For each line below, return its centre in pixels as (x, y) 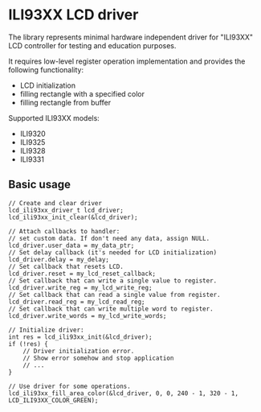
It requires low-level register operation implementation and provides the (127, 61)
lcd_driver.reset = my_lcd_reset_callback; (82, 274)
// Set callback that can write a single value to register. (113, 280)
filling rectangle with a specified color (82, 93)
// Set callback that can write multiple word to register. (111, 309)
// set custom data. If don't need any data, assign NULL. (109, 238)
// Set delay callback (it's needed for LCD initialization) (113, 252)
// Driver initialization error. (79, 351)
